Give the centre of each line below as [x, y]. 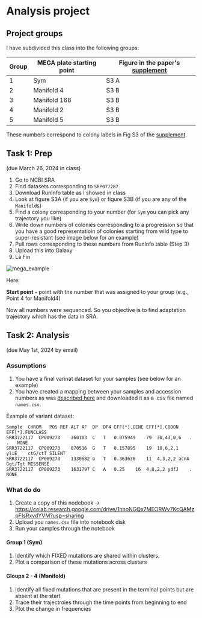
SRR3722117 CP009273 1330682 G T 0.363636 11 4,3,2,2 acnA [98, 459]
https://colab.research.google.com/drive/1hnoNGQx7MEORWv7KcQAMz [105, 509]
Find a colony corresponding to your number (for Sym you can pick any [102, 212]
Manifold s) [28, 205]
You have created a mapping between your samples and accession [98, 391]
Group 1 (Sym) [24, 542]
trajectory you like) [38, 218]
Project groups [35, 33]
